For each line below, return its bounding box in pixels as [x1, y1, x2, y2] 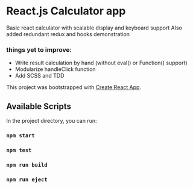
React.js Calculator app [6, 4, 126, 18]
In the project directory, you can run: [6, 117, 97, 125]
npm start [6, 132, 35, 139]
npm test [6, 146, 32, 153]
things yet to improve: [6, 45, 72, 54]
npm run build [6, 161, 48, 168]
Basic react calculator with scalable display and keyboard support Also [6, 24, 182, 31]
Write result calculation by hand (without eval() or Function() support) [14, 59, 188, 67]
